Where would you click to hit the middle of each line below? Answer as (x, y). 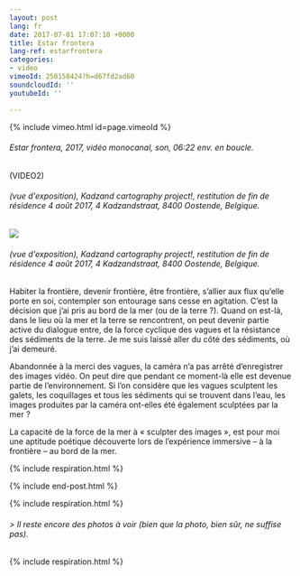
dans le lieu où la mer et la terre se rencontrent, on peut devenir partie (139, 321)
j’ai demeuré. (33, 349)
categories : (32, 60)
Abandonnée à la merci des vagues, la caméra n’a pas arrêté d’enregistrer (146, 367)
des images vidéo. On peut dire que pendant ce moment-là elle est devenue (150, 376)
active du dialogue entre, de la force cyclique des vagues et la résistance (145, 330)
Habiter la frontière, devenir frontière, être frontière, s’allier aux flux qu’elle (147, 292)
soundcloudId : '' (42, 85)
